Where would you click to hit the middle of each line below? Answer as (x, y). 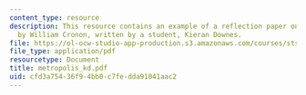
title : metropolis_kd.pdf (58, 69)
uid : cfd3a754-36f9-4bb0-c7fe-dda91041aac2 (93, 77)
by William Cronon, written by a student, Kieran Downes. (130, 34)
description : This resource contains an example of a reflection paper (148, 26)
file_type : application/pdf (63, 52)
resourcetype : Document (55, 60)
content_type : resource (55, 18)
